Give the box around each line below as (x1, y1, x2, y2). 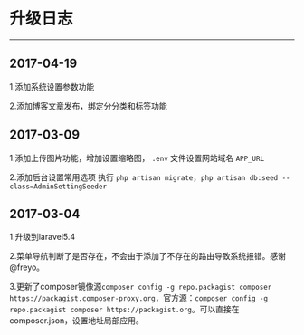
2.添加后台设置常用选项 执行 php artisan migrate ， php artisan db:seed (9, 171, 279, 182)
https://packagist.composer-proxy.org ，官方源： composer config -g (9, 292, 269, 303)
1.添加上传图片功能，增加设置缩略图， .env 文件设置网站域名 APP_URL (9, 152, 265, 163)
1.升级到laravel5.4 (9, 232, 76, 243)
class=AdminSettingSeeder (9, 182, 107, 191)
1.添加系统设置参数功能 (9, 81, 95, 91)
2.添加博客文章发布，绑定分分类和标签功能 (9, 100, 167, 111)
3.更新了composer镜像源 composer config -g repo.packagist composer (9, 282, 272, 292)
